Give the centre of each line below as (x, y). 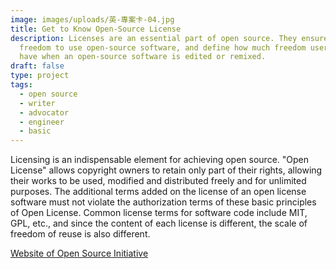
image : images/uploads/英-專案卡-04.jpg (92, 19)
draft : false (37, 66)
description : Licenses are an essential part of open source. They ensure (169, 38)
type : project (40, 76)
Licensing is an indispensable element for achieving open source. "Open (160, 160)
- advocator (44, 112)
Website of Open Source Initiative (79, 253)
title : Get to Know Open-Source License (96, 29)
